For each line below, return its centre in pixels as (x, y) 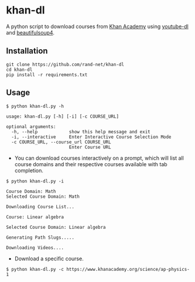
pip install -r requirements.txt (47, 75)
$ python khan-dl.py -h (35, 106)
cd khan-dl (19, 70)
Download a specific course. (49, 259)
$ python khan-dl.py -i (35, 181)
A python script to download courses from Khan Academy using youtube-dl (97, 26)
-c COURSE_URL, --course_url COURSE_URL (61, 142)
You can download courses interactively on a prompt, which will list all (99, 158)
